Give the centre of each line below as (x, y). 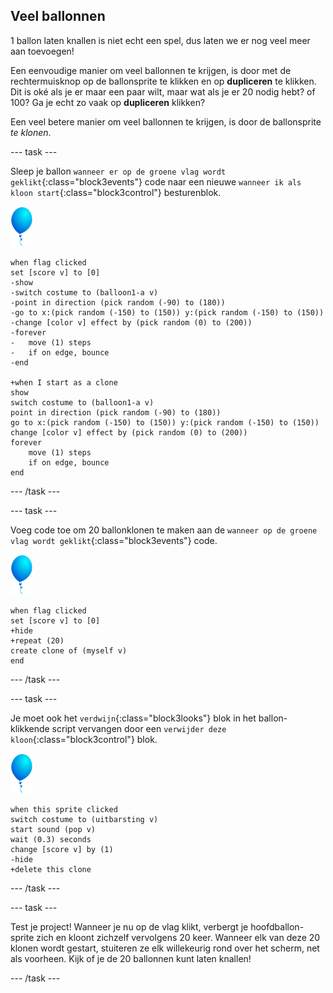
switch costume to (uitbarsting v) (84, 819)
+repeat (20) (37, 640)
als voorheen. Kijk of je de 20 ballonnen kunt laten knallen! (131, 958)
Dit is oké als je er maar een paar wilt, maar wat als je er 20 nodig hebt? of (163, 91)
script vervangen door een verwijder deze (139, 728)
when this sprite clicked (64, 809)
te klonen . (31, 132)
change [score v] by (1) (62, 849)
